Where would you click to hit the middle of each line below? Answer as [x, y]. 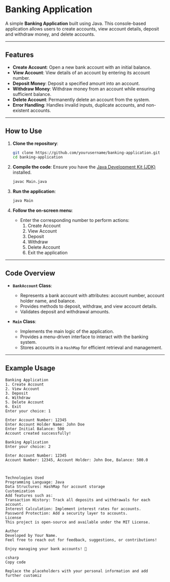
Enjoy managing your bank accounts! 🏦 [46, 549]
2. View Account [22, 389]
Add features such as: [29, 495]
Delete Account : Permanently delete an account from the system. [81, 100]
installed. [22, 172]
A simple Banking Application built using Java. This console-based [76, 23]
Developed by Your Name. [31, 535]
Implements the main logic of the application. [67, 331]
